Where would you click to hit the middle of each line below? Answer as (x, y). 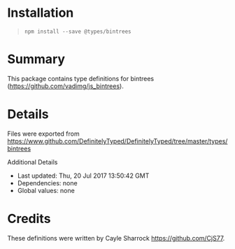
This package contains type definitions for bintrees (81, 78)
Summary (36, 59)
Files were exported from (43, 134)
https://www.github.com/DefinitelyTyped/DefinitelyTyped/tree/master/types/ (117, 141)
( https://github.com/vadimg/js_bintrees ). (65, 86)
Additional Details (33, 162)
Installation (41, 13)
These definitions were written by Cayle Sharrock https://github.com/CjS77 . (116, 238)
